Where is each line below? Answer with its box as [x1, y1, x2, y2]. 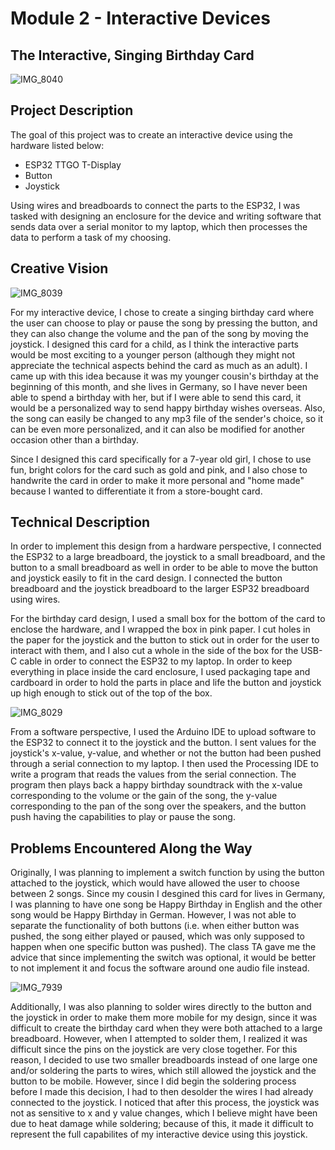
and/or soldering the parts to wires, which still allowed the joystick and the [10, 1065, 317, 1077]
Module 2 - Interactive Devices [10, 7, 271, 30]
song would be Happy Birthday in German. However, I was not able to [10, 909, 297, 921]
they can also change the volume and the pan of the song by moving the [10, 327, 309, 339]
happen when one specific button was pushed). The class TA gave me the [10, 941, 317, 953]
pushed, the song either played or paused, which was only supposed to [10, 930, 305, 942]
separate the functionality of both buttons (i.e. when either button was [10, 920, 300, 932]
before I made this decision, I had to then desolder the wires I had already [10, 1086, 314, 1098]
